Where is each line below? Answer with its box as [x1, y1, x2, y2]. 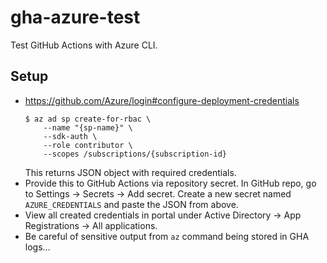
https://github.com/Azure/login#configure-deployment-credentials [24, 94, 300, 106]
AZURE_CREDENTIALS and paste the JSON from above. [24, 198, 239, 210]
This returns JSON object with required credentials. [24, 166, 237, 178]
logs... [24, 241, 51, 253]
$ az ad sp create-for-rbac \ [24, 114, 152, 124]
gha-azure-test [10, 6, 141, 29]
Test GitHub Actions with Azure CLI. [10, 39, 158, 51]
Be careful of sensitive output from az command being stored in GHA [24, 230, 310, 242]
